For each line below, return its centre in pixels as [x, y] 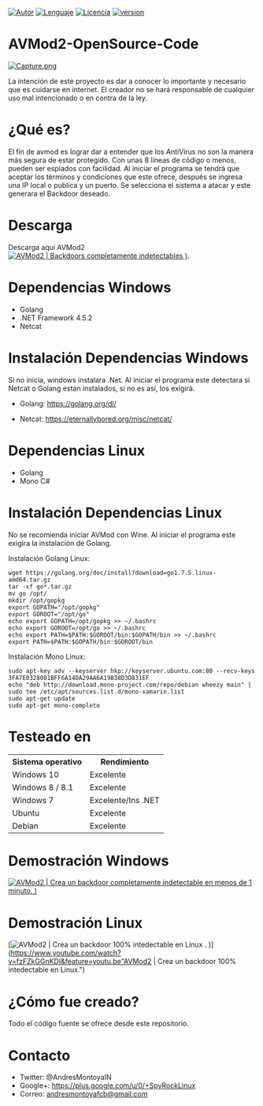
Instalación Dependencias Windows [128, 358]
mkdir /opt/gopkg [37, 600]
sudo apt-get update [42, 698]
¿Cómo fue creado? [74, 1001]
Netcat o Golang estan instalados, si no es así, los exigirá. [102, 388]
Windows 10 [35, 775]
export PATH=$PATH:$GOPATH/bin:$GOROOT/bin [81, 642]
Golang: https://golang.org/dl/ [68, 403]
